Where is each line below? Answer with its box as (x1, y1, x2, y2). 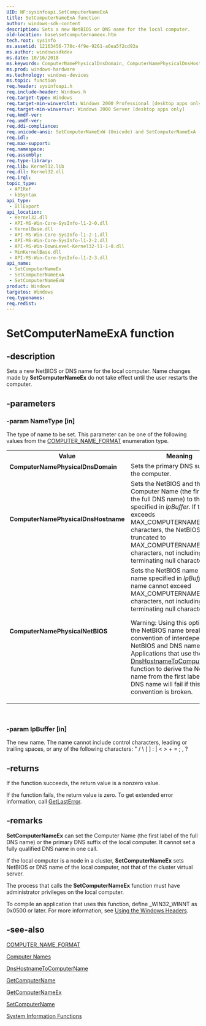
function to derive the (131, 664, 193, 673)
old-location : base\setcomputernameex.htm (6, 32, 116, 38)
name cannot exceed (131, 581, 191, 590)
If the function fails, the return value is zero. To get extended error (6, 791, 174, 799)
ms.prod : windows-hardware (6, 66, 75, 72)
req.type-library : (6, 157, 53, 163)
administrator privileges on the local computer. (6, 888, 124, 896)
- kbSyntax (9, 192, 37, 198)
